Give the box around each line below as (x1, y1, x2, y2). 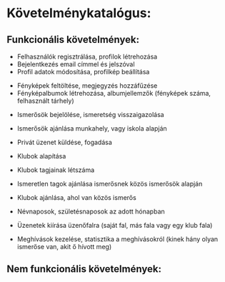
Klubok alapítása (16, 152, 66, 160)
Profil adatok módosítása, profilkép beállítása (16, 68, 150, 76)
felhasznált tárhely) (16, 96, 74, 105)
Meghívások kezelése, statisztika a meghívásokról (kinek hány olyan (16, 235, 219, 243)
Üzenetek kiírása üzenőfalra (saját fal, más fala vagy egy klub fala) (16, 221, 213, 229)
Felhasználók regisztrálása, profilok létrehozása (16, 52, 158, 61)
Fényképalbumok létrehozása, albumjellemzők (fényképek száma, (16, 89, 211, 97)
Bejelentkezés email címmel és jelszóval (16, 60, 135, 69)
